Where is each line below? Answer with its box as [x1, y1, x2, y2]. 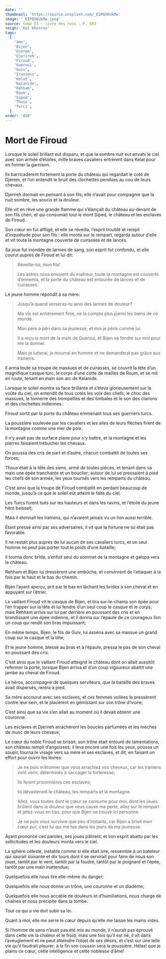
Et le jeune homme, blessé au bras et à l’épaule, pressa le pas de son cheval [5, 644, 161, 650]
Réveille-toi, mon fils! [17, 261, 60, 267]
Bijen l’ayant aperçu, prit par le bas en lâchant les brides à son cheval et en [5, 583, 158, 589]
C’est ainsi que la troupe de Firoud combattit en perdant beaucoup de [5, 485, 147, 491]
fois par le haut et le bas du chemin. [5, 574, 78, 580]
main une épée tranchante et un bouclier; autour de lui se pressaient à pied [5, 470, 159, 476]
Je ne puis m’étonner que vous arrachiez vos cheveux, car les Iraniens [17, 764, 162, 770]
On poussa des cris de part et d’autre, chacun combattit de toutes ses [5, 449, 148, 455]
